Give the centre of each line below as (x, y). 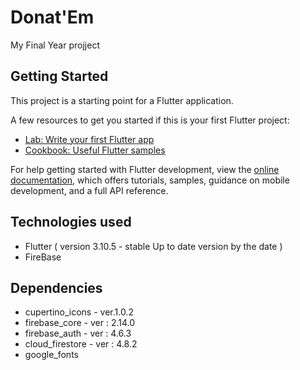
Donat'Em (52, 17)
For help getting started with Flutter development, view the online (145, 169)
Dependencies (56, 287)
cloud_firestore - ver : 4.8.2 (81, 344)
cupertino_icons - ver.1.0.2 (79, 312)
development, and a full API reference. (89, 190)
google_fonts (51, 355)
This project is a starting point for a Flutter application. (122, 100)
